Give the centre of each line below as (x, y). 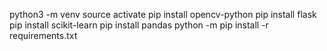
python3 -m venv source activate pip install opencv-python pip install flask (163, 14)
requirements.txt (43, 35)
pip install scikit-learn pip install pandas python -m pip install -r (139, 25)
